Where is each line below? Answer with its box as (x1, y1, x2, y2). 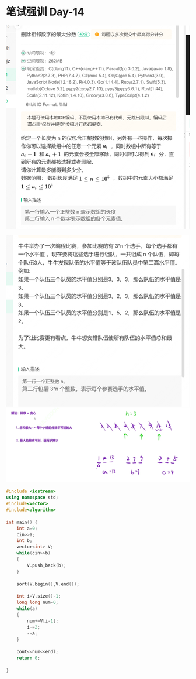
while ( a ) (16, 606, 38, 612)
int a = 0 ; (16, 525, 38, 531)
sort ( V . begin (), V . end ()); (16, 581, 80, 587)
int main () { (6, 519, 38, 525)
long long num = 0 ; (16, 599, 59, 606)
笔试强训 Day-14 (6, 5, 85, 19)
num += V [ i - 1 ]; (27, 618, 59, 624)
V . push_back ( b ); (27, 563, 66, 568)
